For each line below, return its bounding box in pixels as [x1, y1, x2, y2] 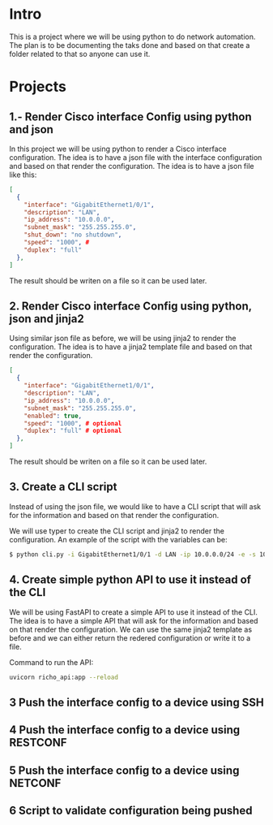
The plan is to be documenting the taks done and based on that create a [9, 40, 250, 50]
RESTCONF [9, 736, 67, 749]
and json [9, 123, 53, 136]
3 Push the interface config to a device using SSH [9, 695, 264, 709]
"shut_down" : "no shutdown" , [23, 231, 122, 240]
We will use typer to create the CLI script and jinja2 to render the [9, 525, 225, 536]
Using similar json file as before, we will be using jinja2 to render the [9, 334, 237, 343]
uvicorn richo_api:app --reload [9, 673, 118, 681]
